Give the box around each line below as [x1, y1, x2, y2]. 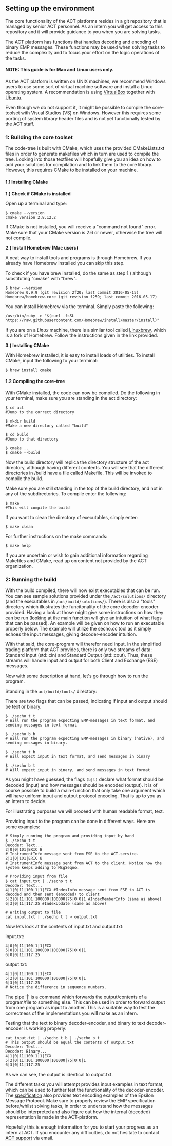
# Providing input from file [5, 874, 68, 880]
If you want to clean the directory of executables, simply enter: [5, 514, 138, 520]
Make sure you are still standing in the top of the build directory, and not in [5, 485, 163, 491]
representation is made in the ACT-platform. [5, 1114, 99, 1120]
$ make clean [5, 524, 33, 529]
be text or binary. [5, 703, 42, 710]
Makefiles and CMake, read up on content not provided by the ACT [5, 557, 147, 564]
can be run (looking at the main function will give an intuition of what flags [5, 615, 162, 621]
